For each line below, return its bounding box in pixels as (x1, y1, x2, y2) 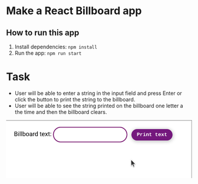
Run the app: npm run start (14, 50, 82, 57)
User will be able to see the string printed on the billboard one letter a (14, 102, 184, 109)
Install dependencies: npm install (14, 43, 97, 50)
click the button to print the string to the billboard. (14, 96, 136, 103)
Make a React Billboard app (6, 4, 142, 18)
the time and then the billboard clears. (14, 108, 107, 116)
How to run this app (6, 28, 80, 38)
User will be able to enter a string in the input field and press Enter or (14, 90, 183, 97)
